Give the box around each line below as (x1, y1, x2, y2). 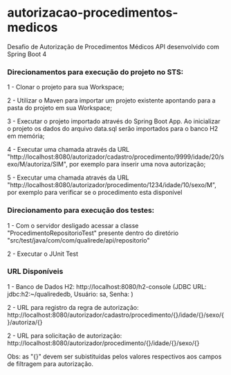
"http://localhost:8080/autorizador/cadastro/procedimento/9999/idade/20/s (7, 152, 225, 161)
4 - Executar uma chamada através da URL (7, 146, 130, 154)
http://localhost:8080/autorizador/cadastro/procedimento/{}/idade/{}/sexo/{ (7, 311, 225, 319)
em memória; (7, 132, 45, 140)
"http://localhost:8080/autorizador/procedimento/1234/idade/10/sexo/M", (7, 181, 216, 189)
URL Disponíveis (7, 267, 64, 277)
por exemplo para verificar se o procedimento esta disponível (7, 189, 183, 197)
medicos (7, 19, 58, 35)
